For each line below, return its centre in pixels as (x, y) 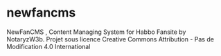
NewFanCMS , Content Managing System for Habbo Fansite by (96, 32)
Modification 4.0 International (48, 46)
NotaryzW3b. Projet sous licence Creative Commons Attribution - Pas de (110, 39)
